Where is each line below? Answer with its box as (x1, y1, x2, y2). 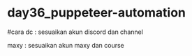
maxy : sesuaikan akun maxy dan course (7, 41, 124, 49)
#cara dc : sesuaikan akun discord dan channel (7, 28, 143, 36)
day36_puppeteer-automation (7, 5, 186, 21)
